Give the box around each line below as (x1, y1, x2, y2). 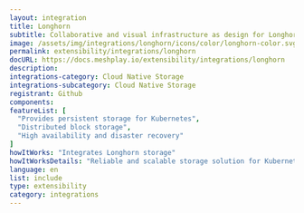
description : (9, 64, 59, 73)
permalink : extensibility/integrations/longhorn (9, 47, 196, 56)
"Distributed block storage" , (17, 123, 131, 132)
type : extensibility (9, 182, 88, 191)
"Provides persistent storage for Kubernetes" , (17, 114, 201, 123)
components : (9, 97, 54, 107)
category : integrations (9, 190, 100, 199)
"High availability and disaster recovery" (17, 131, 184, 140)
